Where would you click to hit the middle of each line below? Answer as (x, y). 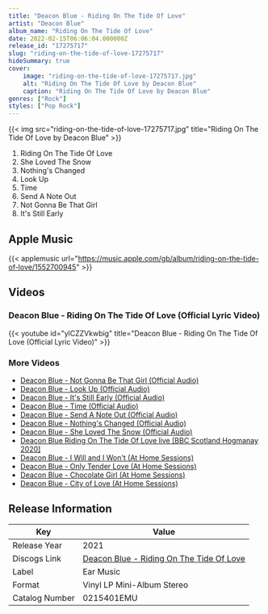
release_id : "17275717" (48, 46)
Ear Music (102, 571)
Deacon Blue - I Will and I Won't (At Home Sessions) (107, 457)
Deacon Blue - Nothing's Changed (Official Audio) (103, 423)
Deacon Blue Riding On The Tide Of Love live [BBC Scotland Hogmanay (139, 440)
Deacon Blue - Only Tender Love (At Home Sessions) (108, 466)
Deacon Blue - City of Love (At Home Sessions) (99, 483)
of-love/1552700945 (42, 267)
